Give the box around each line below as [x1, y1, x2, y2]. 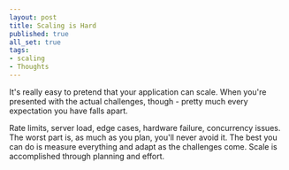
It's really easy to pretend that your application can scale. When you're [9, 86, 267, 97]
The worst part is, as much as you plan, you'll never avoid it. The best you [9, 132, 278, 143]
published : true [9, 29, 69, 38]
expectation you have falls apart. [9, 105, 128, 116]
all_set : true [9, 37, 62, 47]
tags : [9, 46, 29, 55]
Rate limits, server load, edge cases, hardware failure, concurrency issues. [9, 122, 281, 133]
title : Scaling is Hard [9, 21, 97, 30]
